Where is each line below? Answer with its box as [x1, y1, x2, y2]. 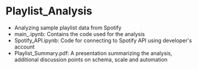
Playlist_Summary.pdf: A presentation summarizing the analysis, [14, 49, 173, 56]
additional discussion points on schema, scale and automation [14, 56, 168, 63]
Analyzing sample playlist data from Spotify [14, 24, 122, 31]
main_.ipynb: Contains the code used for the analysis [14, 30, 145, 37]
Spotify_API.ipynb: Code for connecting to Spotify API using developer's [14, 37, 192, 44]
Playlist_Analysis [5, 4, 93, 18]
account [14, 43, 35, 50]
